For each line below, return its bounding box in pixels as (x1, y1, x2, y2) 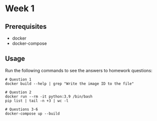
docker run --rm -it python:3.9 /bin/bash (5, 94, 93, 99)
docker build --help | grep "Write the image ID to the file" (5, 81, 134, 86)
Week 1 (5, 3, 35, 14)
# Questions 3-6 (5, 107, 38, 112)
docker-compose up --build (5, 111, 60, 116)
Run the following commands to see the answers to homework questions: (5, 67, 153, 73)
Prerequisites (5, 22, 47, 31)
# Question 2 (5, 90, 32, 95)
